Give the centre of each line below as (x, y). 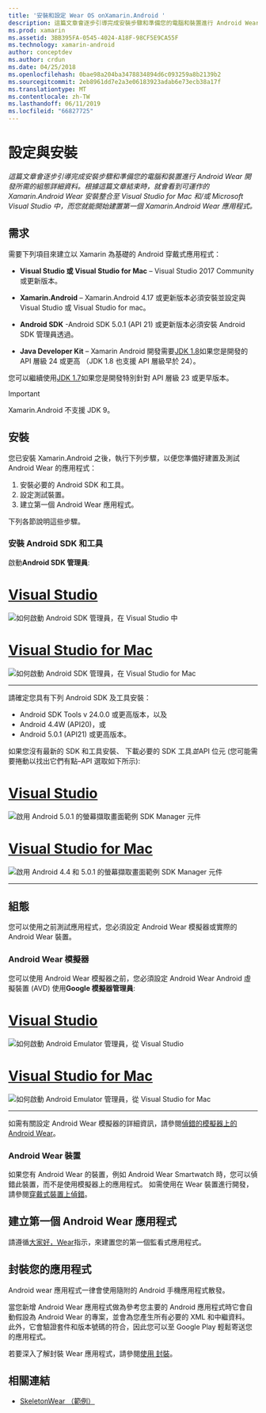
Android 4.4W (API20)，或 (63, 724)
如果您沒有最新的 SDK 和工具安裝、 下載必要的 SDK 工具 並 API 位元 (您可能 (130, 751)
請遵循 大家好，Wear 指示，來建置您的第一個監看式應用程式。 (107, 1242)
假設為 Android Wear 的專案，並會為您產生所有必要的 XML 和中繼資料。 (132, 1316)
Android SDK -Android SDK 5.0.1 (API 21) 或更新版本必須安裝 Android (132, 324)
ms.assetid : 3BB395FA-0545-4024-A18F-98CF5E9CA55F (93, 38)
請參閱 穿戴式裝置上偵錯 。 (50, 1194)
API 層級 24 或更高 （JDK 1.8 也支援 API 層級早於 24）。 (110, 360)
